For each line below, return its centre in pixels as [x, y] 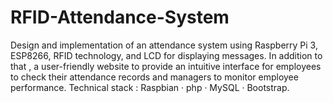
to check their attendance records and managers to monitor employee [154, 77]
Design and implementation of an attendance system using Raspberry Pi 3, [164, 45]
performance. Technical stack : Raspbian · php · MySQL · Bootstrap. [150, 87]
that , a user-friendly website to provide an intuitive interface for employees [166, 66]
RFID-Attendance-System [120, 17]
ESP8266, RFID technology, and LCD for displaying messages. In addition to [166, 55]
